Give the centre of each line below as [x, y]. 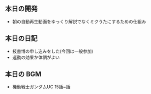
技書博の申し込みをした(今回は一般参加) [53, 51]
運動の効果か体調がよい [36, 57]
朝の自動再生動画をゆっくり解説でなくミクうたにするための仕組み [79, 22]
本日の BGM [23, 74]
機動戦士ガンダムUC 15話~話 [41, 87]
